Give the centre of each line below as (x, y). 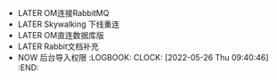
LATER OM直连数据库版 (61, 35)
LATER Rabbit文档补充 (58, 46)
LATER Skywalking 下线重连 (69, 24)
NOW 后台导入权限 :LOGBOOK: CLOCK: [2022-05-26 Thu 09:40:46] (143, 57)
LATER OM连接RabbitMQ (63, 13)
